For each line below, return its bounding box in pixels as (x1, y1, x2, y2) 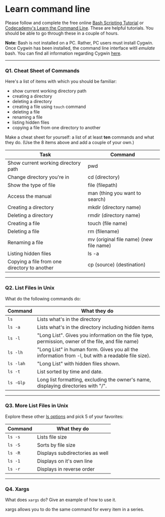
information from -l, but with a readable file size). (37, 352, 151, 359)
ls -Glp (7, 380, 26, 385)
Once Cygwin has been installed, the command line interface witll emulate (5, 45, 155, 51)
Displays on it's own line (37, 457, 93, 464)
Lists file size (37, 433, 67, 440)
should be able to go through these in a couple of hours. (5, 30, 119, 36)
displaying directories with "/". (37, 382, 107, 389)
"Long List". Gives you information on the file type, (37, 332, 154, 338)
